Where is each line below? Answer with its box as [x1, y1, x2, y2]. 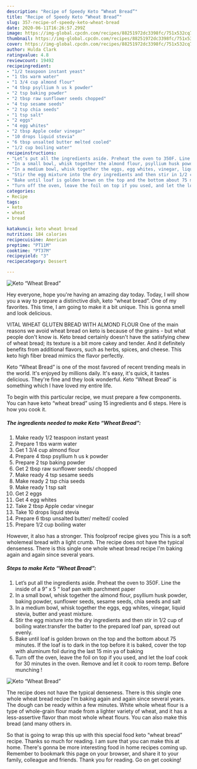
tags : [6, 199, 20, 205]
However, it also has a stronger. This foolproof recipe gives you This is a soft [6, 532, 191, 539]
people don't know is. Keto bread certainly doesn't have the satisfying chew [6, 334, 190, 340]
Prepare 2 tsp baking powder [15, 459, 85, 466]
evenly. [15, 629, 33, 636]
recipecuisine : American [6, 236, 67, 243]
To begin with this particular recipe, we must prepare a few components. [6, 393, 182, 400]
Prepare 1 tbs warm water [15, 440, 77, 447]
